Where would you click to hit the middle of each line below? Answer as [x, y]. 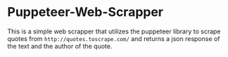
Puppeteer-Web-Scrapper [85, 12]
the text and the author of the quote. [60, 46]
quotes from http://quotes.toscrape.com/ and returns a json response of [114, 38]
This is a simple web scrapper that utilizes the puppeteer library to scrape [114, 31]
